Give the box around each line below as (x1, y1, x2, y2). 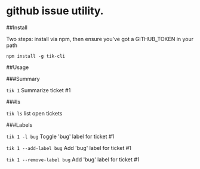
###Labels (6, 121, 33, 129)
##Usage (6, 64, 29, 71)
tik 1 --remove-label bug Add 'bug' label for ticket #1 (6, 156, 140, 163)
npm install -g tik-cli (6, 53, 66, 59)
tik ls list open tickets (6, 109, 63, 117)
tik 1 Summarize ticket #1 (6, 86, 71, 93)
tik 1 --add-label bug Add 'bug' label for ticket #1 (6, 144, 132, 151)
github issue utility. (6, 4, 104, 18)
